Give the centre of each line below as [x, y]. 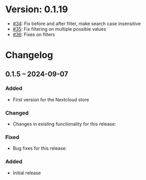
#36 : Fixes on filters [34, 34]
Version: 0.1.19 [37, 9]
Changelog [29, 55]
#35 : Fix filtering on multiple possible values [59, 29]
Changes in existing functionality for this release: [64, 124]
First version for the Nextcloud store [51, 99]
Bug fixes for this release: [40, 148]
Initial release [27, 173]
